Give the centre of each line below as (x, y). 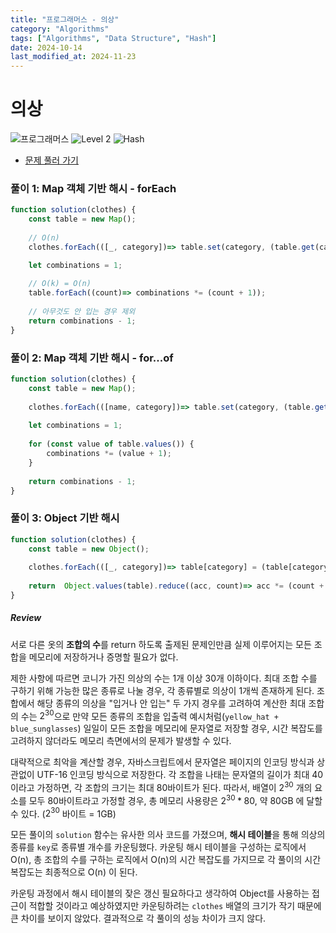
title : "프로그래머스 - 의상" (65, 19)
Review (26, 618)
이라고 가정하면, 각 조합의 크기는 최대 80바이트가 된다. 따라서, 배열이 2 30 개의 (161, 787)
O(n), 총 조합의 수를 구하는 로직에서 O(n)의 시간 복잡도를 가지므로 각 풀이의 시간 (166, 860)
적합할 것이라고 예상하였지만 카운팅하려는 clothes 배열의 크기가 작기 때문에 (175, 906)
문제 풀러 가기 (51, 160)
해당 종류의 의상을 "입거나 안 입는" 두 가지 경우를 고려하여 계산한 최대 (171, 703)
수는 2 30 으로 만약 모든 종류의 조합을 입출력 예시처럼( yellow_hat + (149, 715)
